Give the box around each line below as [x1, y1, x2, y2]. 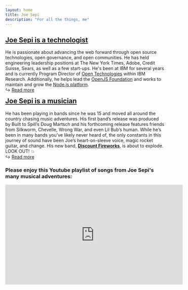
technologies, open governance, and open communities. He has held [5, 54, 149, 61]
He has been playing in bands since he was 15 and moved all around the [5, 110, 156, 116]
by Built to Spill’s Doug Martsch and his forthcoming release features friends [5, 121, 165, 127]
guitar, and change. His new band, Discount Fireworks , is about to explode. [5, 143, 164, 149]
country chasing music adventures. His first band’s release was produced [5, 115, 159, 122]
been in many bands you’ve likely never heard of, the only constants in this [5, 132, 161, 138]
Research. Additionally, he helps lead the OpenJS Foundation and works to [5, 76, 161, 82]
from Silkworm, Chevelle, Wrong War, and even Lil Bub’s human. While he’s [5, 126, 162, 133]
